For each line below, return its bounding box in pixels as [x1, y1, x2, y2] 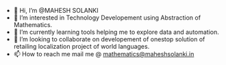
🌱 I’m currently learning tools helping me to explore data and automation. [13, 28, 219, 36]
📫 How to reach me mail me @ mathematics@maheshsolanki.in [13, 50, 194, 58]
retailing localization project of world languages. [13, 43, 150, 50]
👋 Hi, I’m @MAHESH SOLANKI [13, 7, 99, 14]
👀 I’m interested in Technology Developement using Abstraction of [13, 14, 201, 22]
